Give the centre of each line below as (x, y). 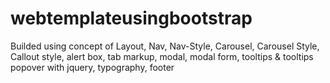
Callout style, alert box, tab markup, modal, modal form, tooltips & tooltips (162, 56)
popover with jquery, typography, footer (92, 67)
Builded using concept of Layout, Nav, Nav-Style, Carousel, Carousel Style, (165, 46)
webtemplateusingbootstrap (131, 18)
